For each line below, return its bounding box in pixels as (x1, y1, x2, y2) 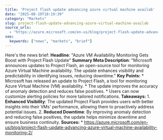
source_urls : (5, 25, 32, 30)
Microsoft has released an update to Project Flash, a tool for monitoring (5, 78, 147, 84)
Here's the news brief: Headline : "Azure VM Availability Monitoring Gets (5, 52, 149, 58)
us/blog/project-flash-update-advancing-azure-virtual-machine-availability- (5, 124, 158, 130)
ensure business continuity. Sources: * (5, 119, 83, 125)
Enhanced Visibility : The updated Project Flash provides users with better (5, 98, 154, 105)
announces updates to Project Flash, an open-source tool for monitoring (5, 62, 149, 68)
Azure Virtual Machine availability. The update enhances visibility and (5, 68, 144, 73)
